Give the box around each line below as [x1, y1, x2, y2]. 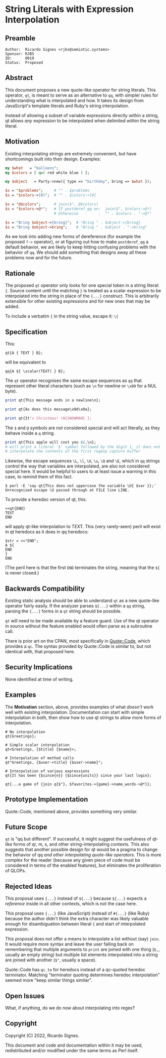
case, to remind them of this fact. [5, 474, 73, 480]
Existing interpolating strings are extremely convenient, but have [5, 150, 137, 156]
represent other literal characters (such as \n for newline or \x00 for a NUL [5, 383, 157, 389]
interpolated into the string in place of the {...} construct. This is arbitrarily [5, 293, 160, 299]
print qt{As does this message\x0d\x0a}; [5, 407, 92, 412]
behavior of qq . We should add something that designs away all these [5, 249, 147, 255]
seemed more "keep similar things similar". [5, 977, 93, 983]
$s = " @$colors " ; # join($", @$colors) [5, 202, 99, 207]
